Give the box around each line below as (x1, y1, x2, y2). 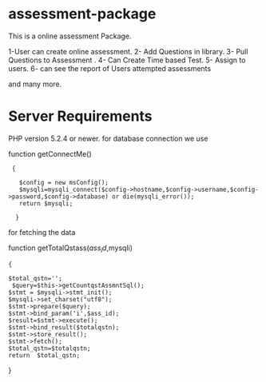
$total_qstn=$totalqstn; (8, 344, 91, 352)
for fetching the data (8, 227, 76, 237)
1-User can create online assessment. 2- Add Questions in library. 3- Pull (8, 46, 248, 56)
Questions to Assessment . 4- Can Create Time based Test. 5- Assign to (8, 55, 246, 65)
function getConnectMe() (8, 149, 92, 158)
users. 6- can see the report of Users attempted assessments (8, 63, 212, 73)
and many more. (8, 79, 62, 89)
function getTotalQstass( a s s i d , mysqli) (8, 243, 133, 254)
